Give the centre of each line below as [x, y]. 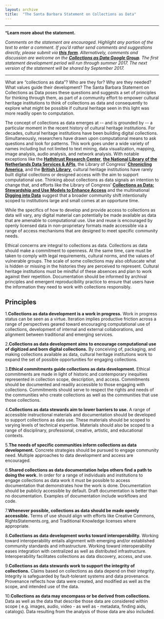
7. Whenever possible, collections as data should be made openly [72, 511]
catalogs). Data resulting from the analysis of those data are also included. [80, 612]
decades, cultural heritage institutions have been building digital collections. [82, 133]
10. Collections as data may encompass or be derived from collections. [78, 596]
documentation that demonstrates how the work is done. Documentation [78, 486]
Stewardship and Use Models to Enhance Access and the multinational [77, 190]
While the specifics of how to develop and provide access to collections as [80, 210]
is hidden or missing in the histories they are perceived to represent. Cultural [82, 266]
